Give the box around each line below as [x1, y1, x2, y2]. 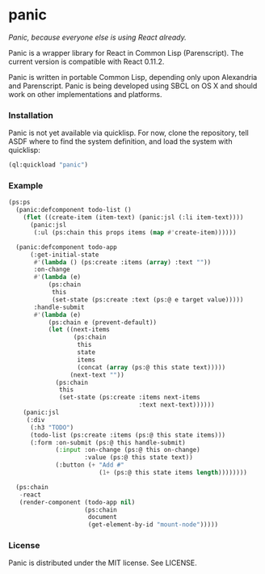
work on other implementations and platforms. [8, 89, 162, 99]
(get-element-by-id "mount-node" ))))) [87, 521, 219, 529]
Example [8, 180, 44, 192]
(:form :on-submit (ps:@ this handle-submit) [29, 438, 186, 446]
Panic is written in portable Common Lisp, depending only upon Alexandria [8, 72, 258, 82]
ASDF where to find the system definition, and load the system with [8, 137, 233, 146]
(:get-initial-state [29, 251, 99, 259]
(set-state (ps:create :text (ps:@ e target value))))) [51, 295, 244, 304]
